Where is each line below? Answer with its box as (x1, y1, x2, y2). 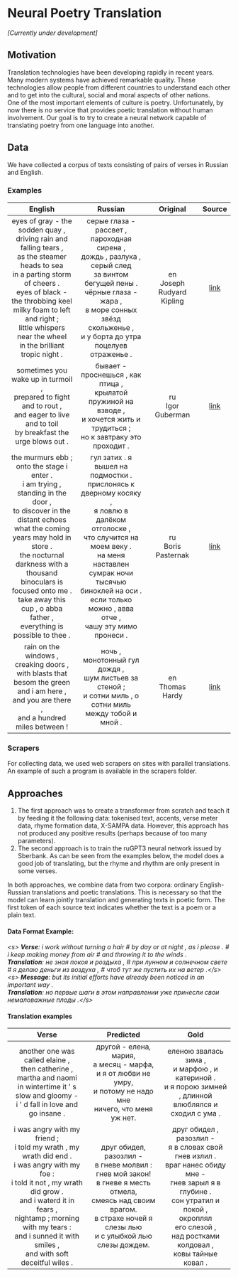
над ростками (171, 1231, 220, 1241)
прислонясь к (87, 479, 135, 488)
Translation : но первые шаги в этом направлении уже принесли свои (7, 988, 220, 997)
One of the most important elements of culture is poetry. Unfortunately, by (7, 98, 225, 107)
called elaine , (23, 1055, 70, 1065)
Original (159, 204, 186, 214)
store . (31, 541, 53, 551)
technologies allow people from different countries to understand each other (7, 83, 231, 92)
